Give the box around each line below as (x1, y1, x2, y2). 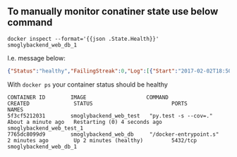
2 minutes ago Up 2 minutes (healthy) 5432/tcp (7, 137, 197, 144)
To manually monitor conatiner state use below (7, 6, 219, 18)
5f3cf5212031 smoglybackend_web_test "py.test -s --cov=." (7, 112, 213, 119)
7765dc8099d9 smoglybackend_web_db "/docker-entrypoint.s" (7, 130, 219, 138)
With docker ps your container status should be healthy (7, 80, 168, 89)
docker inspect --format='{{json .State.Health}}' (7, 35, 159, 42)
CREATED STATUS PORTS (7, 100, 188, 107)
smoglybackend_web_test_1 (7, 125, 83, 132)
